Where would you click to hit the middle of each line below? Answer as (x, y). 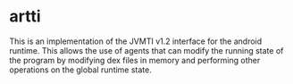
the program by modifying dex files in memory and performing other (135, 60)
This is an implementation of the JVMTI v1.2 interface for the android (136, 41)
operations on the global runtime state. (80, 70)
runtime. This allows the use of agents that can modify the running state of (146, 50)
